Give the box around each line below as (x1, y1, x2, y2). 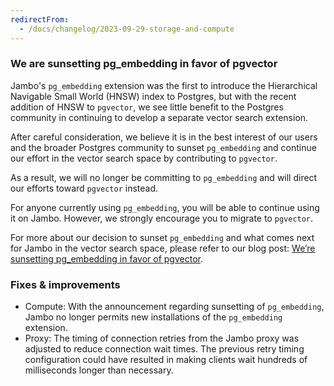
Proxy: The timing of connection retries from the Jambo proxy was (24, 332, 300, 345)
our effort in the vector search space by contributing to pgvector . (10, 152, 278, 164)
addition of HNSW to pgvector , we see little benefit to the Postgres (10, 101, 284, 113)
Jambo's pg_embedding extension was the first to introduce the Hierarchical (10, 79, 318, 91)
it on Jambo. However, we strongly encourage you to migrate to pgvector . (10, 212, 314, 224)
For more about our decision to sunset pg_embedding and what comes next (10, 231, 315, 243)
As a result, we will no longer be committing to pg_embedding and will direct (10, 171, 318, 183)
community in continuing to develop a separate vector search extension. (10, 111, 309, 123)
